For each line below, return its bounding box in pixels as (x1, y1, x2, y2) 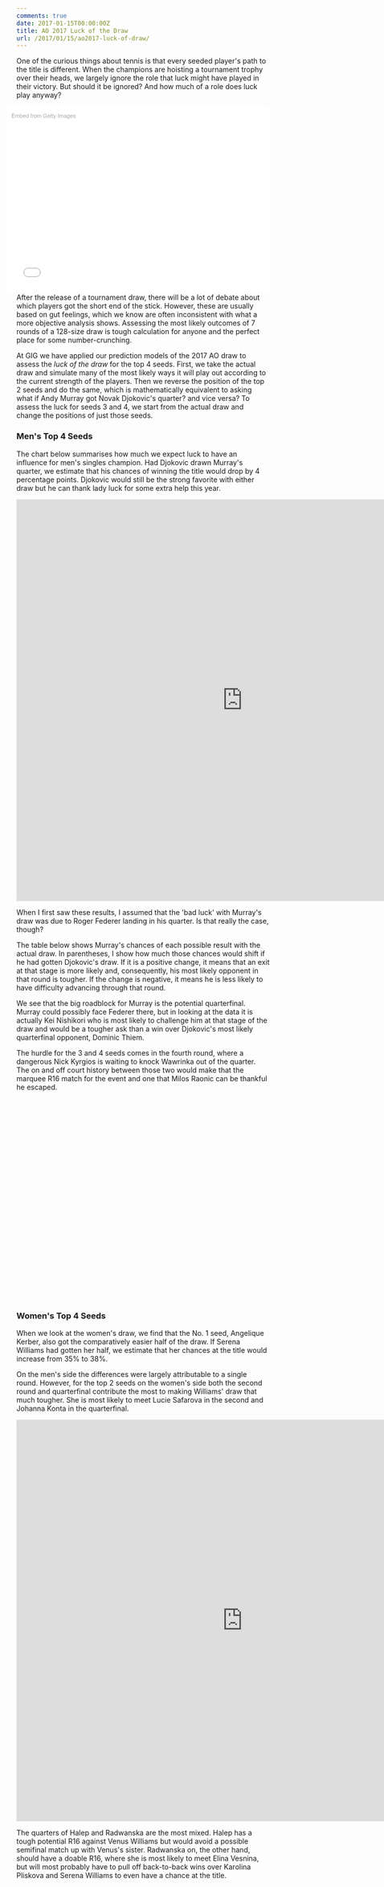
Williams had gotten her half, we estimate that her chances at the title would (16, 1346, 268, 1354)
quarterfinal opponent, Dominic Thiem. (16, 1032, 145, 1042)
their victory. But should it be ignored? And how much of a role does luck (16, 82, 258, 92)
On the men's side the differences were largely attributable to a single (16, 1370, 247, 1378)
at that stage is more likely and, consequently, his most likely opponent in (16, 966, 259, 975)
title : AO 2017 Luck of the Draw (16, 27, 129, 35)
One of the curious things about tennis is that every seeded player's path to (16, 56, 267, 66)
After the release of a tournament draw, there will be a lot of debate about (16, 292, 260, 302)
